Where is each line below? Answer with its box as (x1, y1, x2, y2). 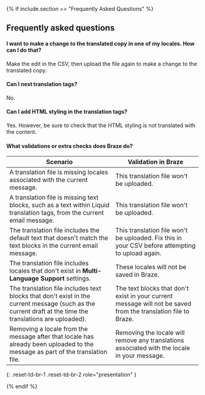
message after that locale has (9, 333, 95, 341)
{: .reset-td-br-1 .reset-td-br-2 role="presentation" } (6, 371, 137, 378)
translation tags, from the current (9, 209, 104, 217)
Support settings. (40, 275, 92, 283)
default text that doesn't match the (9, 234, 109, 242)
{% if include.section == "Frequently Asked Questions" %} (6, 6, 154, 12)
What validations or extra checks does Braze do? (6, 142, 133, 149)
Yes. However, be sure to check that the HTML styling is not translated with (6, 122, 196, 129)
